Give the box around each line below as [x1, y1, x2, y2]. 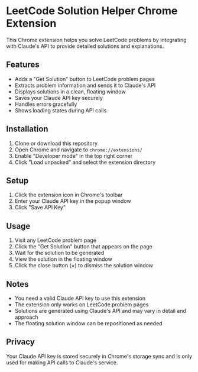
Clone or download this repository [14, 140, 98, 147]
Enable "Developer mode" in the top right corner [14, 152, 133, 159]
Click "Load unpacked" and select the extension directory [14, 158, 156, 166]
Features [6, 60, 40, 70]
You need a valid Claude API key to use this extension [14, 295, 146, 302]
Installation [6, 124, 48, 134]
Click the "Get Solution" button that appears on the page [14, 243, 152, 250]
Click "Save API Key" [14, 204, 66, 211]
